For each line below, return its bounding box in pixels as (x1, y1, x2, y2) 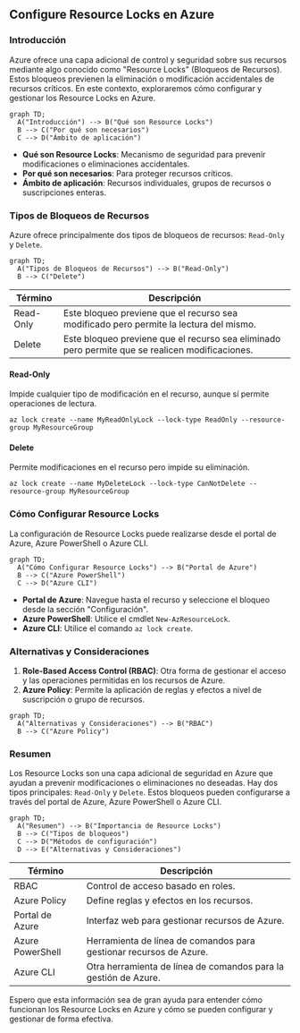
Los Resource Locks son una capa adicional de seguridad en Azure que (9, 768, 274, 779)
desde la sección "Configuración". (21, 603, 149, 614)
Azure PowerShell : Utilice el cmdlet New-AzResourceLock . (21, 613, 230, 624)
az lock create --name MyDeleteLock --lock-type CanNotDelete (9, 479, 246, 489)
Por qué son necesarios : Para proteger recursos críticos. (21, 167, 234, 178)
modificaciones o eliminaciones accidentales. (21, 158, 190, 169)
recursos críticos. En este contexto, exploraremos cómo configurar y (9, 82, 262, 93)
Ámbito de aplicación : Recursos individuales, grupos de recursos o (21, 177, 271, 188)
